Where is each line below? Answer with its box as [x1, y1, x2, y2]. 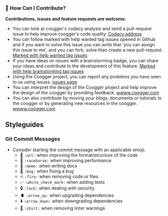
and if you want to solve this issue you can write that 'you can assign [12, 42, 155, 48]
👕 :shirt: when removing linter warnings [20, 205, 105, 211]
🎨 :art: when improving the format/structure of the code [20, 152, 138, 158]
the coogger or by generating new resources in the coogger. [12, 100, 138, 106]
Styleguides [5, 120, 44, 129]
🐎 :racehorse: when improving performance [20, 157, 112, 163]
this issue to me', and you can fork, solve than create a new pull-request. [12, 47, 163, 53]
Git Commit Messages [5, 135, 60, 142]
